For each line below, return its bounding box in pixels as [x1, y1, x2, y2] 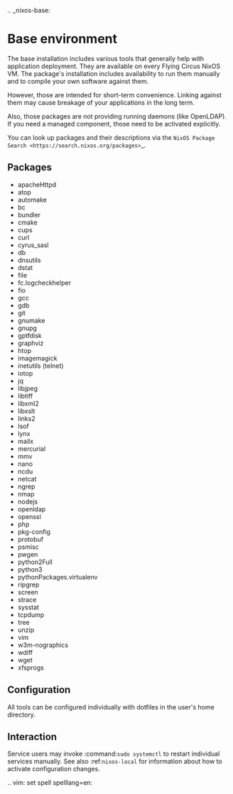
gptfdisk [17, 331, 43, 339]
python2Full [17, 558, 53, 566]
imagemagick [17, 354, 58, 362]
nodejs [17, 497, 38, 506]
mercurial [17, 444, 46, 453]
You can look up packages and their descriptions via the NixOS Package [7, 133, 215, 141]
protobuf [17, 535, 44, 543]
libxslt [17, 406, 36, 415]
